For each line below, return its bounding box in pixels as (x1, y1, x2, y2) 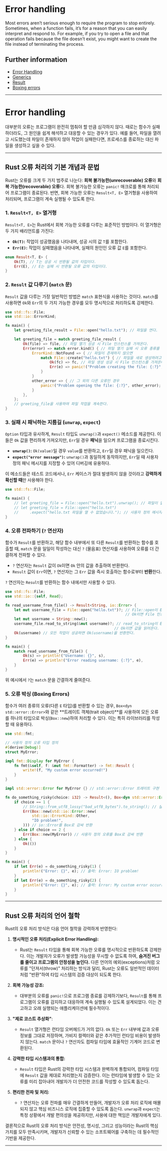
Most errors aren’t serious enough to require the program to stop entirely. (5, 20, 156, 26)
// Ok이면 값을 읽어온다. (114, 626, 160, 631)
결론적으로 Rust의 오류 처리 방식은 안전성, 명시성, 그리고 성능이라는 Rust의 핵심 (5, 1123, 159, 1129)
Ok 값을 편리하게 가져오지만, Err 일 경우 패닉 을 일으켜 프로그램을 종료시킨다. (14, 437, 160, 443)
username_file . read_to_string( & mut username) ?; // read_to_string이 (14, 621, 158, 626)
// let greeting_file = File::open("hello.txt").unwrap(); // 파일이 (14, 501, 158, 506)
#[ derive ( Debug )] (5, 745, 41, 750)
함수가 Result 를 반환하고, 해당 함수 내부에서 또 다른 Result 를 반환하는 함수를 (5, 539, 154, 545)
